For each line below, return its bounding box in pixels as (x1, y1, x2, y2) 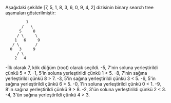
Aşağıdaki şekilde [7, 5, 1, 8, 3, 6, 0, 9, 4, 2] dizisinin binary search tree (5, 5, 154, 10)
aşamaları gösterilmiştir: (5, 10, 56, 16)
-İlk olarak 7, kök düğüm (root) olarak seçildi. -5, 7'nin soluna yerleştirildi (5, 65, 158, 71)
